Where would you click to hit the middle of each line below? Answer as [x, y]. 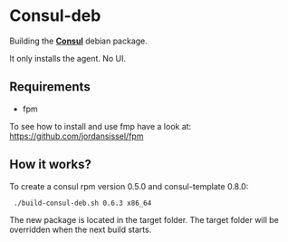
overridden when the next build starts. [81, 229]
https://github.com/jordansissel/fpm [77, 136]
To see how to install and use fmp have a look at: [101, 126]
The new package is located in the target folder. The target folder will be [144, 219]
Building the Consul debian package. [78, 41]
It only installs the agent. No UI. [68, 58]
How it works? [51, 165]
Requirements [50, 87]
